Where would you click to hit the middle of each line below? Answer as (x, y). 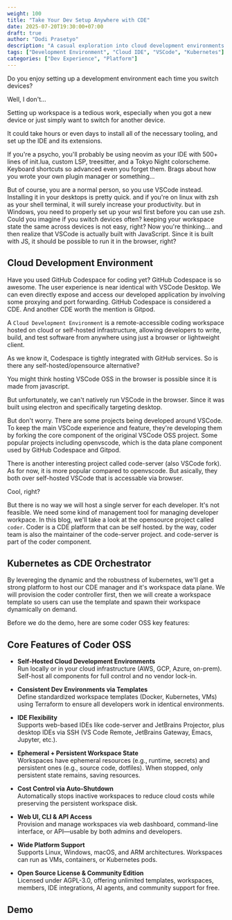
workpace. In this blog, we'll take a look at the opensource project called (111, 520)
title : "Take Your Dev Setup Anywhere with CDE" (79, 20)
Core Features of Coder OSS (69, 645)
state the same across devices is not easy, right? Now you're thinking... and (115, 227)
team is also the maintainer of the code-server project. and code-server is (113, 534)
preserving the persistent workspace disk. (78, 804)
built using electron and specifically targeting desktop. (85, 407)
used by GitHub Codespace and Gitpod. (64, 450)
